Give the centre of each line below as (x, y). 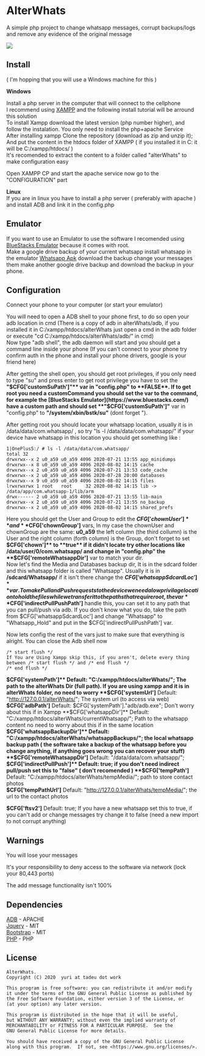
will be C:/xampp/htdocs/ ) (40, 148)
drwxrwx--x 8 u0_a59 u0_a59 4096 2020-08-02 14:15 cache (80, 465)
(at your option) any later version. (54, 1004)
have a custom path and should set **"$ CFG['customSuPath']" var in (96, 406)
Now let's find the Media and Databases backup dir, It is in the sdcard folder (102, 564)
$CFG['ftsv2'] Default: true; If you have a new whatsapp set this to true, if (99, 808)
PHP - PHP (20, 939)
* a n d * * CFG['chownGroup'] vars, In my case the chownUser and (90, 525)
